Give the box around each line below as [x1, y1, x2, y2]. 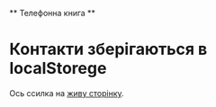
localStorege [9, 58, 107, 79]
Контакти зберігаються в [9, 40, 208, 59]
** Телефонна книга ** [9, 8, 96, 18]
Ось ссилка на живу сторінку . [9, 87, 124, 98]
